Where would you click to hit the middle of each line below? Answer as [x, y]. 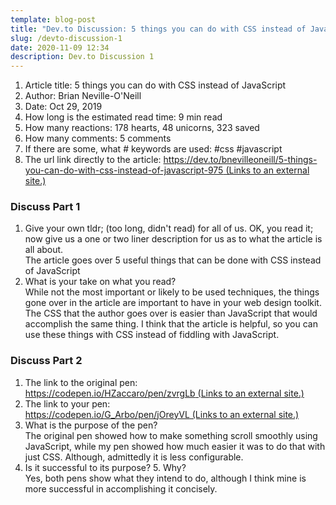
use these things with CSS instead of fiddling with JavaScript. [152, 335]
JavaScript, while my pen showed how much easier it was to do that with [175, 446]
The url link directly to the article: [93, 160]
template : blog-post [53, 19]
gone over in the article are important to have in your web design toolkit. [173, 303]
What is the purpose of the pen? [91, 425]
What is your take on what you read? [100, 282]
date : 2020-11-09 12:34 [60, 47]
